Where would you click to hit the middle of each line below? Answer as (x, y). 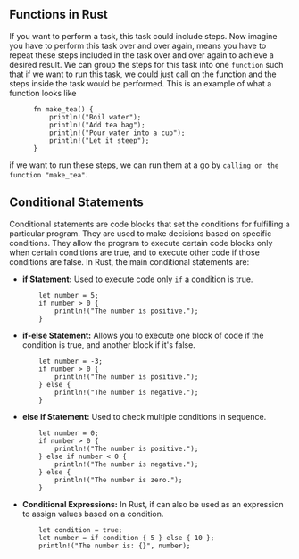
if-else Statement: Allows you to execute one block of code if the (143, 335)
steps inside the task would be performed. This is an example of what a (141, 83)
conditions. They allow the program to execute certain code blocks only (141, 243)
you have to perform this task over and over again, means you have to (138, 45)
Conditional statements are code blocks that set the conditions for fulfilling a (149, 224)
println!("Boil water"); (95, 117)
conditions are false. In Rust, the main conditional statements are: (129, 261)
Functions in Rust (59, 15)
